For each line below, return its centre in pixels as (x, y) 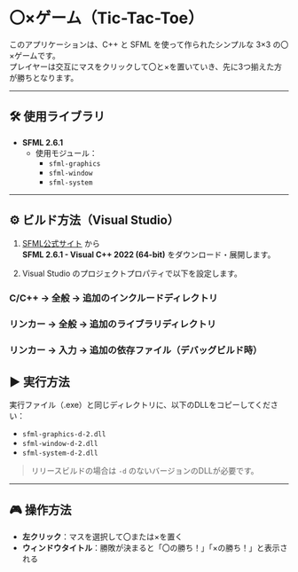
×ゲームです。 (35, 55)
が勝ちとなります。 (44, 77)
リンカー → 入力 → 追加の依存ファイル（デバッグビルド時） (136, 350)
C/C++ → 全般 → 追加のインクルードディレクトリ (114, 298)
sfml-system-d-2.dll (60, 453)
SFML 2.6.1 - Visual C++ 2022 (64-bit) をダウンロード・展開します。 (149, 255)
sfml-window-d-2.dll (60, 444)
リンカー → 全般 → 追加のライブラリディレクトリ (113, 325)
